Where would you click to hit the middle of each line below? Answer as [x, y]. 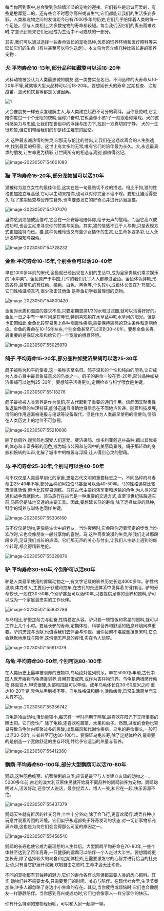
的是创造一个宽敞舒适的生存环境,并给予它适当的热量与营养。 [66, 742]
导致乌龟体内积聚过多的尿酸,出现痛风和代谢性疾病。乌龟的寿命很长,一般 [81, 729]
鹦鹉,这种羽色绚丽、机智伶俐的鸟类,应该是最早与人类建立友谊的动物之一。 [79, 776]
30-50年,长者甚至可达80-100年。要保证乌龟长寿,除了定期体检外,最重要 [84, 735]
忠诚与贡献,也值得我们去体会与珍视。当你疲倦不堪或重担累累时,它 [87, 632]
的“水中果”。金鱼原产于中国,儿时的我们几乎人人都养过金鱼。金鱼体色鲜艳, [79, 279]
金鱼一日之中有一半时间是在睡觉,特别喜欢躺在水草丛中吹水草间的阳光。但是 [81, 317]
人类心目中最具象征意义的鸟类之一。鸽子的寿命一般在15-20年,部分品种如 [82, 376]
